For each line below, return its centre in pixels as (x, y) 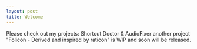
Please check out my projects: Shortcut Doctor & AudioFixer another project (98, 33)
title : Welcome (25, 17)
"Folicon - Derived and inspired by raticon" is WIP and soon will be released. (98, 40)
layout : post (22, 11)
